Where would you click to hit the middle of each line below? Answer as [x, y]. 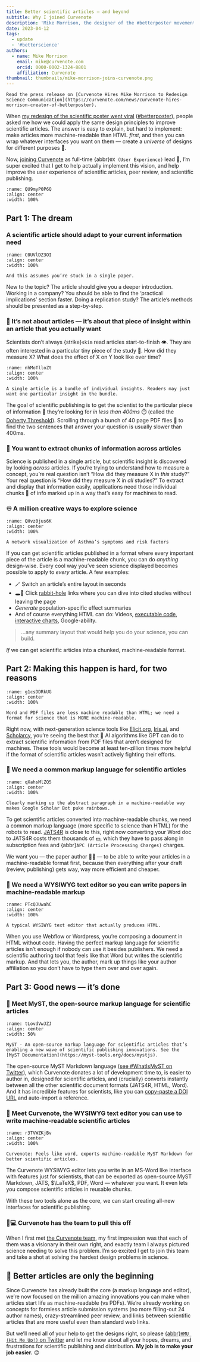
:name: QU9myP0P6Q [29, 189]
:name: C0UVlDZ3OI [29, 255]
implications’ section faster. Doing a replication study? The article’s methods [99, 299]
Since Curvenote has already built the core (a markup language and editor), [99, 1290]
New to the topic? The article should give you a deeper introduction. [90, 286]
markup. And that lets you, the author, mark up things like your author [91, 962]
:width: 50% [21, 1034]
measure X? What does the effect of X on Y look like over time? [84, 357]
